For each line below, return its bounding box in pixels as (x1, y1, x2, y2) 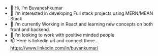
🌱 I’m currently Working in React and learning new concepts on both (10, 21, 153, 27)
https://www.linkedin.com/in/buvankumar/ (10, 45, 99, 51)
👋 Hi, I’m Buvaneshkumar (10, 5, 63, 11)
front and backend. (10, 26, 50, 33)
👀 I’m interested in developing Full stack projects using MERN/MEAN (10, 10, 153, 16)
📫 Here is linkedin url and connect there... (10, 38, 99, 43)
